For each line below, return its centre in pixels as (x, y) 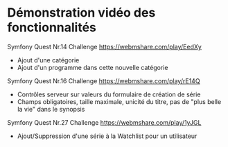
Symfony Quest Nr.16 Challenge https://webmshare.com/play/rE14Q (104, 80)
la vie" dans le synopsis (51, 109)
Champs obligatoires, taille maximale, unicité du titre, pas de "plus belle (119, 101)
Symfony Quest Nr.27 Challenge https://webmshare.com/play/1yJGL (104, 122)
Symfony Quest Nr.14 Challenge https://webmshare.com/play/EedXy (105, 46)
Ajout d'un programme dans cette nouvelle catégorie (93, 67)
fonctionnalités (52, 27)
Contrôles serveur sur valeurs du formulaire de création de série (109, 94)
